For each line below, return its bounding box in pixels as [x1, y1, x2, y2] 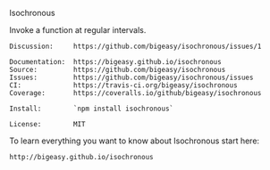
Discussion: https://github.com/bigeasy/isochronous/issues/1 [9, 42, 262, 51]
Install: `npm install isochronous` [9, 104, 174, 113]
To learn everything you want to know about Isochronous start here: [9, 135, 260, 146]
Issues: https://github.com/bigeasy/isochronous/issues [9, 73, 254, 82]
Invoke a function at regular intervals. [9, 25, 147, 35]
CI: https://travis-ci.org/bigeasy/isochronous [9, 81, 239, 90]
